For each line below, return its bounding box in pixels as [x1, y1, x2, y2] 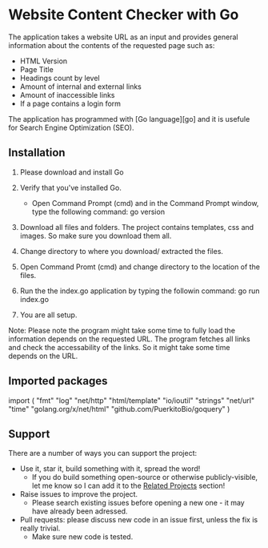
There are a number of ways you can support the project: [8, 449, 198, 458]
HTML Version [19, 56, 68, 66]
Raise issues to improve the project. [19, 490, 138, 499]
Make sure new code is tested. [31, 532, 134, 542]
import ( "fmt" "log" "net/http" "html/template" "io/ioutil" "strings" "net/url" [8, 395, 254, 405]
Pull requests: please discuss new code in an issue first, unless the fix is [19, 515, 258, 525]
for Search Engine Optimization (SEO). [8, 123, 134, 132]
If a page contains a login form [19, 99, 122, 108]
